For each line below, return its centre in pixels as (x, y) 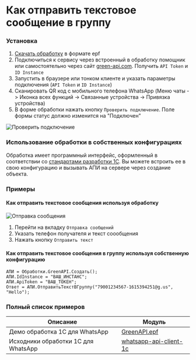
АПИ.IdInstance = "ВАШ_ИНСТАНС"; (47, 277)
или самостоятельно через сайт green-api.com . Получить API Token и (101, 66)
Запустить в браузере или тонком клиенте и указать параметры (95, 78)
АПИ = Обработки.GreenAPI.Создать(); (52, 272)
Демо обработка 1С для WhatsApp (59, 332)
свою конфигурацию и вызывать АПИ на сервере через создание (88, 167)
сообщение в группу (59, 23)
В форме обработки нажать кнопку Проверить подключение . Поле (94, 109)
